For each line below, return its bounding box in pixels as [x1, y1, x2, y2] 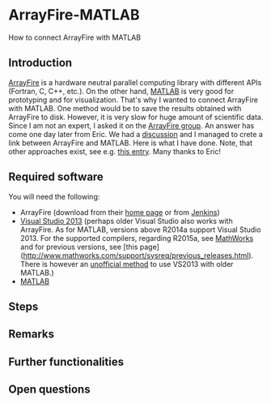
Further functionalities [8, 355, 124, 368]
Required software [8, 170, 104, 184]
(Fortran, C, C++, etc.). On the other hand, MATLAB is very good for [8, 86, 235, 96]
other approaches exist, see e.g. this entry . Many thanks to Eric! [8, 146, 221, 156]
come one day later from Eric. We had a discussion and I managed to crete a [8, 129, 263, 139]
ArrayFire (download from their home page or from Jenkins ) [19, 207, 220, 217]
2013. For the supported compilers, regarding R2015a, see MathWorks [19, 233, 254, 243]
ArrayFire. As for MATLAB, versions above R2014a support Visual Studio [19, 225, 261, 234]
